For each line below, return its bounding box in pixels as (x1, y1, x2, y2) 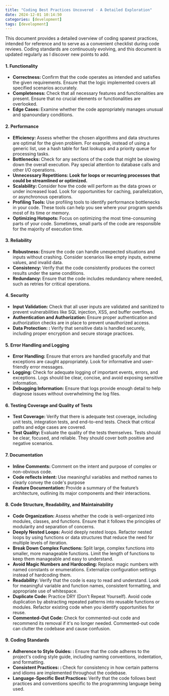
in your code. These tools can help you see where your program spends (12, 204, 163, 210)
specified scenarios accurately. (12, 85, 78, 91)
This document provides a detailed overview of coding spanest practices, (5, 35, 158, 41)
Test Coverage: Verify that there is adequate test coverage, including (12, 414, 157, 420)
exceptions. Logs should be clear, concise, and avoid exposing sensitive (12, 375, 163, 381)
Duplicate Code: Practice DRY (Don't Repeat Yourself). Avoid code (12, 593, 151, 599)
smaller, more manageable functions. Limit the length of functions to (12, 550, 155, 556)
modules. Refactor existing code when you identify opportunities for (12, 604, 154, 610)
